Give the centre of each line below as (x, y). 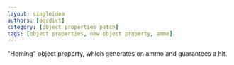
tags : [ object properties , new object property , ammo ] (90, 34)
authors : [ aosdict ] (36, 20)
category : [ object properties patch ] (63, 27)
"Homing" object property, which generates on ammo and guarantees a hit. (117, 54)
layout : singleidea (36, 14)
